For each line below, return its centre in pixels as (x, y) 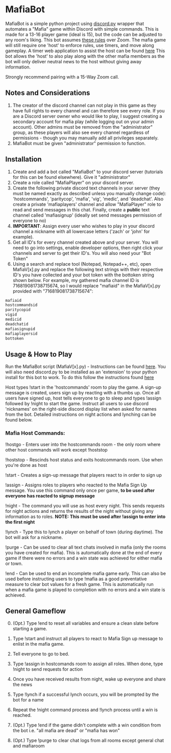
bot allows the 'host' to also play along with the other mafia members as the (85, 56)
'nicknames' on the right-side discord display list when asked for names (81, 409)
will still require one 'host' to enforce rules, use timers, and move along (80, 45)
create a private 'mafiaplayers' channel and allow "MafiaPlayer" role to (87, 204)
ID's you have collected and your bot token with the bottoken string (83, 275)
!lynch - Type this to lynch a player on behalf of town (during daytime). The (84, 532)
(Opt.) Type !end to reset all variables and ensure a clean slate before (86, 623)
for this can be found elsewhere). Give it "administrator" (71, 177)
